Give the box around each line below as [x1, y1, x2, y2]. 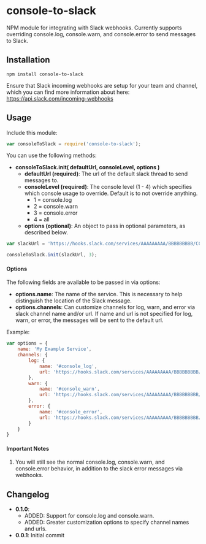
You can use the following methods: [6, 151, 97, 159]
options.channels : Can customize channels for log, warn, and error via [15, 304, 195, 311]
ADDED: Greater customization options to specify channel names [24, 519, 189, 526]
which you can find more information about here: [6, 88, 130, 96]
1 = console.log [33, 196, 72, 204]
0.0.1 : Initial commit [15, 532, 65, 539]
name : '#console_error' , [39, 408, 103, 415]
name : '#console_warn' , [39, 386, 100, 393]
